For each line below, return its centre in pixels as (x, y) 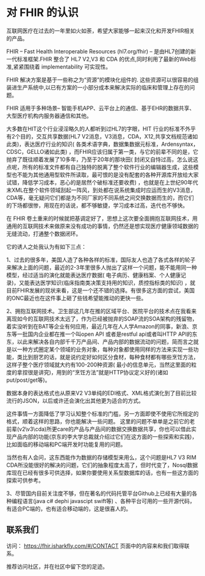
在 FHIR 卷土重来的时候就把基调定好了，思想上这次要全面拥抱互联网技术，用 (102, 218)
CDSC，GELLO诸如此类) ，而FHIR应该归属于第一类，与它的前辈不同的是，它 (103, 151)
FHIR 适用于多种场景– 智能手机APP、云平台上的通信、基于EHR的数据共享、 (101, 108)
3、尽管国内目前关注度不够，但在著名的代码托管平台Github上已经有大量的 (99, 493)
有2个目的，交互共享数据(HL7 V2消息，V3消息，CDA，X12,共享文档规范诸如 (102, 136)
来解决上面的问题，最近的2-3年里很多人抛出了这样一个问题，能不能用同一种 (102, 267)
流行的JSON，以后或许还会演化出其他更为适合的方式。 (75, 400)
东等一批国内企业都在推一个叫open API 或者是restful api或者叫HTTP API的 (99, 334)
